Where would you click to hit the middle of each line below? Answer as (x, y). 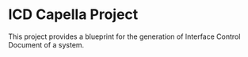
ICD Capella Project (73, 15)
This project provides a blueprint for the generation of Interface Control (124, 36)
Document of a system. (46, 44)
